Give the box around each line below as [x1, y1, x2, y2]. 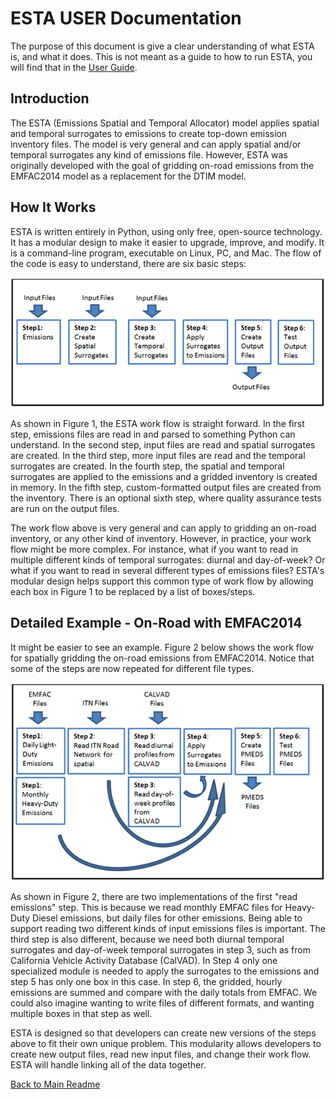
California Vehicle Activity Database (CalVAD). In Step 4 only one [10, 955, 278, 967]
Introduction [10, 90, 90, 107]
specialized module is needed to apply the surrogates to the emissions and [10, 965, 320, 977]
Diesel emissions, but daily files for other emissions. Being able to [32, 912, 303, 924]
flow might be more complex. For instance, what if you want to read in [10, 543, 299, 555]
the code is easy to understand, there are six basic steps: [10, 257, 247, 269]
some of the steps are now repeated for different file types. [10, 662, 255, 674]
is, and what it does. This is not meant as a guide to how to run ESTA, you [10, 50, 313, 62]
